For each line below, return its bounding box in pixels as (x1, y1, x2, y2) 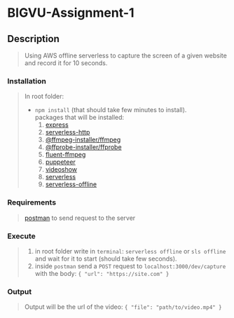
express (45, 120, 69, 129)
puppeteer (45, 158, 76, 166)
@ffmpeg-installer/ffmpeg (45, 135, 121, 144)
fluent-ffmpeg (45, 151, 86, 159)
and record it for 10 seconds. (24, 59, 108, 67)
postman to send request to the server (24, 214, 136, 222)
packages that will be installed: (34, 113, 125, 122)
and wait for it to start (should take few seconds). (34, 254, 177, 263)
